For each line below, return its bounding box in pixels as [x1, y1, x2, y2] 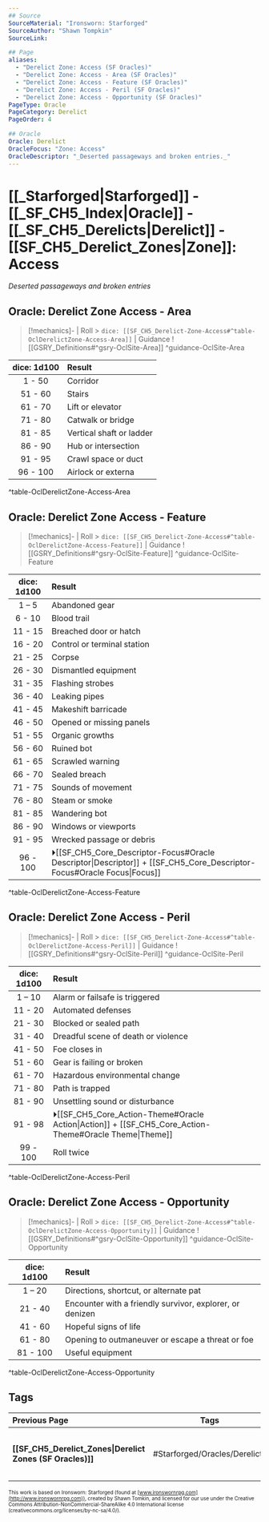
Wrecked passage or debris [51, 834, 156, 845]
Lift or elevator [66, 401, 122, 413]
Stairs [66, 389, 90, 400]
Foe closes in [53, 1043, 102, 1054]
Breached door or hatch [51, 626, 142, 637]
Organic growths [51, 730, 114, 741]
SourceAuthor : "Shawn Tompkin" [8, 26, 113, 34]
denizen [65, 1307, 96, 1319]
